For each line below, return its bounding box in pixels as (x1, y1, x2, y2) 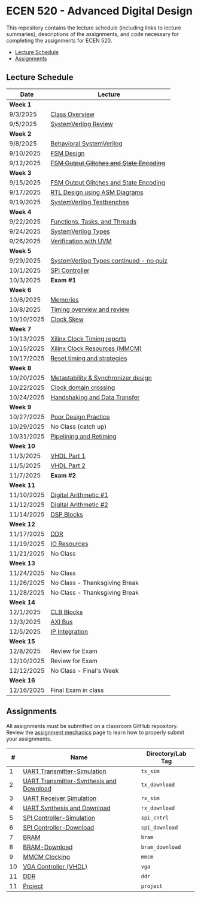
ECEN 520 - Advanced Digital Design (6, 4, 193, 18)
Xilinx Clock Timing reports (50, 335, 127, 343)
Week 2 (9, 129, 32, 138)
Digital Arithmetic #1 (50, 491, 109, 499)
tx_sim (141, 768, 160, 774)
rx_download (141, 804, 175, 812)
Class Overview (50, 110, 95, 118)
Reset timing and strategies (50, 354, 127, 362)
